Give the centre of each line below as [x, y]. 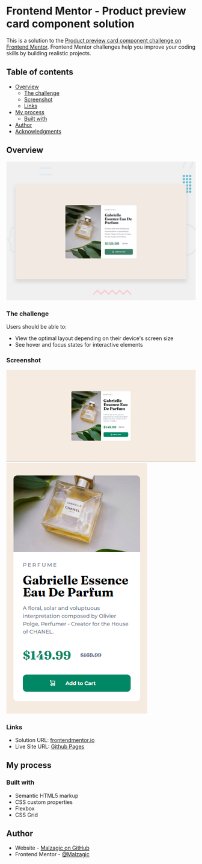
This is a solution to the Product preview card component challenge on [94, 40]
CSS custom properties [44, 802]
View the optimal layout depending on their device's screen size [94, 338]
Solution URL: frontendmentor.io [55, 740]
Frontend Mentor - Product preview [96, 11]
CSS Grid [26, 815]
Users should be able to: [37, 327]
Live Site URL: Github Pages [50, 746]
